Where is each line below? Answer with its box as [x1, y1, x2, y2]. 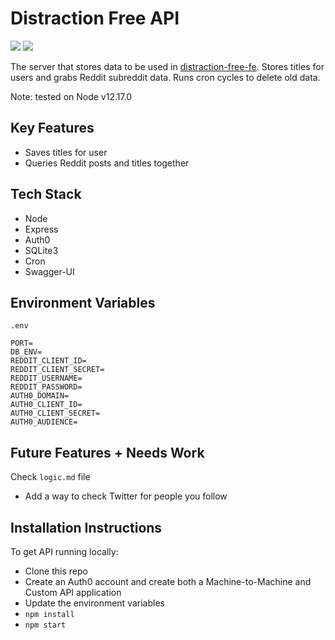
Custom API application [24, 587, 122, 598]
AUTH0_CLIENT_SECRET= [10, 408, 101, 419]
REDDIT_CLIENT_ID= [10, 356, 87, 366]
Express [24, 223, 59, 235]
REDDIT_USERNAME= [10, 373, 83, 384]
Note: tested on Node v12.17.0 [10, 90, 133, 102]
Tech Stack [10, 186, 82, 203]
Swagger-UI [24, 265, 75, 277]
